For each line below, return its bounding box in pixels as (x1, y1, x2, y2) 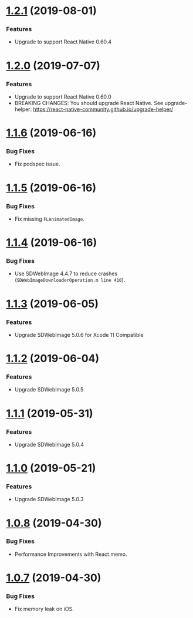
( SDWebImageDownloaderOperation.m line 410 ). (14, 276, 126, 283)
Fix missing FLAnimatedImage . (14, 215, 85, 222)
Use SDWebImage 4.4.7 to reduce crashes (14, 270, 118, 277)
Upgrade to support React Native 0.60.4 (14, 38, 112, 45)
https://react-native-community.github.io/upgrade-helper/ (33, 106, 174, 113)
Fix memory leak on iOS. (14, 606, 75, 613)
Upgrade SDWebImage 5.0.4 (14, 441, 84, 448)
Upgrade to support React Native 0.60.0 (14, 93, 111, 100)
